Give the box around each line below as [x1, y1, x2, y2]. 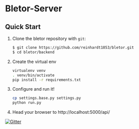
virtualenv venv [12, 68, 46, 73]
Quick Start [5, 23, 41, 31]
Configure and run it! [12, 86, 55, 92]
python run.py [12, 100, 41, 105]
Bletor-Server [5, 3, 63, 14]
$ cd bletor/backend [12, 50, 55, 55]
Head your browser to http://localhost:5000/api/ [12, 109, 110, 115]
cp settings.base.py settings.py [12, 96, 81, 101]
